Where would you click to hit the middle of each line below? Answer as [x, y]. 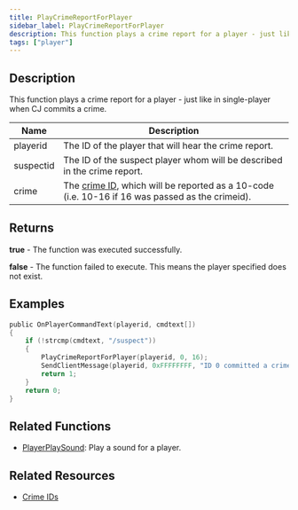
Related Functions [60, 426]
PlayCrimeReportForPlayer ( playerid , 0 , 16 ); [125, 357]
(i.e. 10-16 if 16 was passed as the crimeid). [157, 197]
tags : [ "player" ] [41, 42]
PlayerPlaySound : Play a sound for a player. [102, 448]
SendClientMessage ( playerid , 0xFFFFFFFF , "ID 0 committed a [154, 366]
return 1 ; [59, 373]
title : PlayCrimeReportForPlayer [71, 17]
